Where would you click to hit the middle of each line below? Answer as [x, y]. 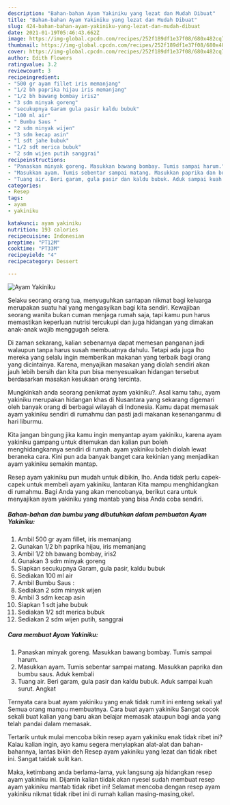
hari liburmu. [26, 421]
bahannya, [23, 752]
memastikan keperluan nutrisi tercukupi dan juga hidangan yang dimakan [111, 322]
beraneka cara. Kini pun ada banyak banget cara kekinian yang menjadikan [113, 456]
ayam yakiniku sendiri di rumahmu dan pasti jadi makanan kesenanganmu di [115, 414]
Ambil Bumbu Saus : [46, 582]
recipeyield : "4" [32, 255]
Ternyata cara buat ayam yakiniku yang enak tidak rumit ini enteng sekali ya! [115, 702]
